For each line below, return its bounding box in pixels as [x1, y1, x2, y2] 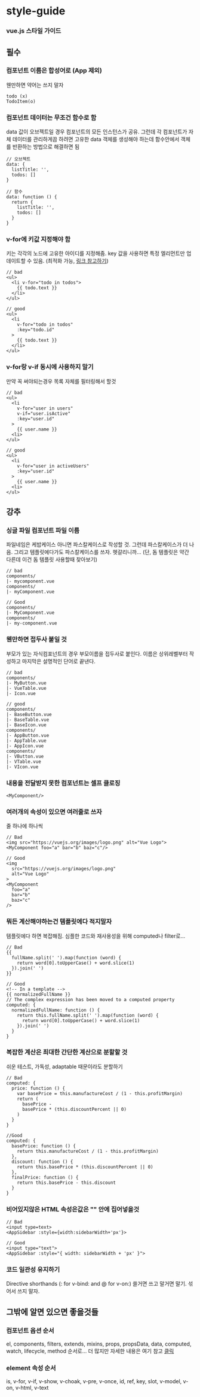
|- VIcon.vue [6, 763, 39, 770]
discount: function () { [11, 1159, 73, 1165]
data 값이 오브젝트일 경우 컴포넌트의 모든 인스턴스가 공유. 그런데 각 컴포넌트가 [6, 128, 187, 135]
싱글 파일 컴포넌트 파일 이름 [6, 526, 80, 534]
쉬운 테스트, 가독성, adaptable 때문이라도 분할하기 [6, 1063, 124, 1070]
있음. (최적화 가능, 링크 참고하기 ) [33, 257, 109, 265]
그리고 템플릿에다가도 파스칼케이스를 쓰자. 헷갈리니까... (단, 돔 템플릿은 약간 [14, 549, 189, 556]
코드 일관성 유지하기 [6, 1265, 60, 1274]
